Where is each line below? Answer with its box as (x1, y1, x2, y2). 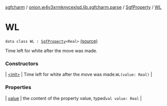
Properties (5, 84, 31, 91)
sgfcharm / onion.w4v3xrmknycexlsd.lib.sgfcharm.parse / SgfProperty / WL (5, 4, 162, 10)
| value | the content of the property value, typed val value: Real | (5, 95, 142, 101)
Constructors (5, 60, 38, 67)
